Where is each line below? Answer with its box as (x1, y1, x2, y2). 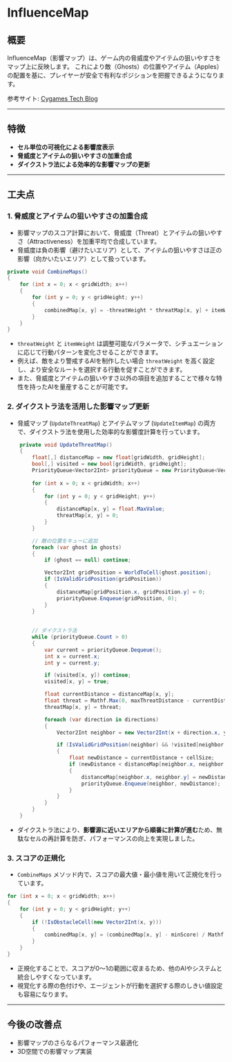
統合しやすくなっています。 (17, 973, 95, 981)
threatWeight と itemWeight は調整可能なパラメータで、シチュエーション (17, 339, 223, 348)
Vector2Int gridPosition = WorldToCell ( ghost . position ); (43, 569, 212, 576)
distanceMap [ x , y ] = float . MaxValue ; (56, 505, 166, 513)
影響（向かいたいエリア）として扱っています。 (17, 254, 150, 262)
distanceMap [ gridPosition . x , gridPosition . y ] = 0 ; (56, 588, 206, 595)
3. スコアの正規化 (7, 853, 66, 863)
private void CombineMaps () (7, 268, 88, 275)
